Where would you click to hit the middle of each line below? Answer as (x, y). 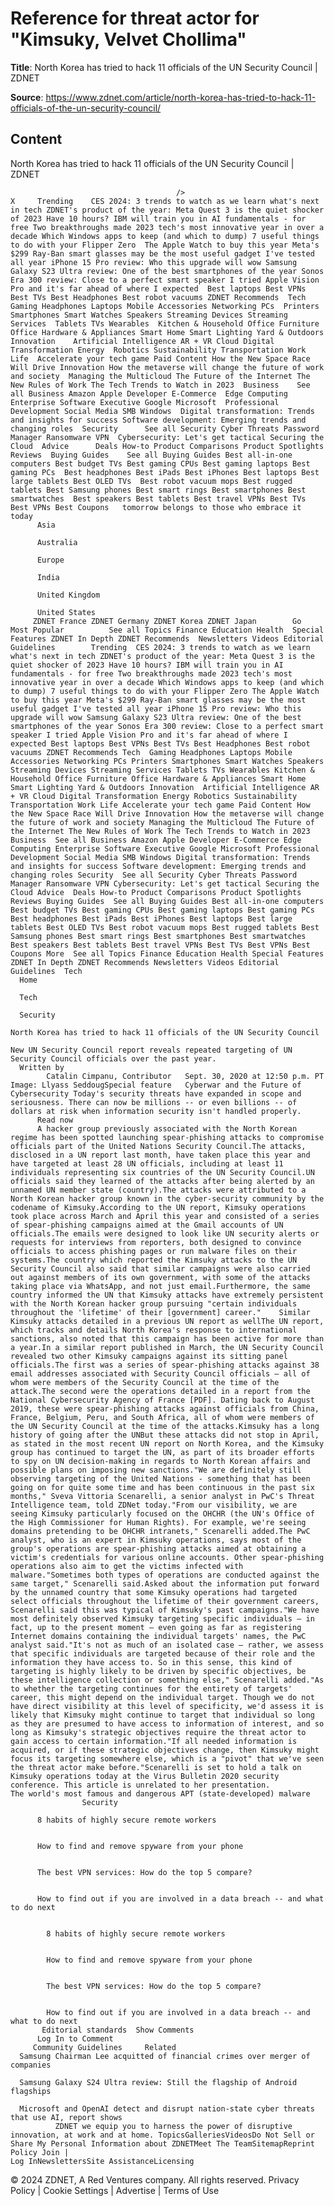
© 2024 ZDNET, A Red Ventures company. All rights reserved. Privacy (155, 2179)
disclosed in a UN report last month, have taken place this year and (160, 1155)
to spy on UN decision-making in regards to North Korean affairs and (160, 1461)
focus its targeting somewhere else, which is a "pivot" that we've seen (167, 1758)
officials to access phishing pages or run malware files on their (154, 1251)
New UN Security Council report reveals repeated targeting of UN (151, 1050)
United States (66, 612)
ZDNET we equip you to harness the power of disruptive (173, 2126)
